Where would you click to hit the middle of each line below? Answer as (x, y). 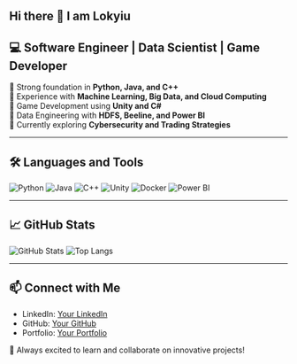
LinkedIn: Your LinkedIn (65, 314)
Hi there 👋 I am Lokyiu (70, 16)
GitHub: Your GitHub (59, 323)
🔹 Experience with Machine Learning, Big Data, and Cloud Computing (138, 97)
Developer (38, 66)
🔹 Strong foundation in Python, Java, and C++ (94, 87)
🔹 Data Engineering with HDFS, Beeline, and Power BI (107, 115)
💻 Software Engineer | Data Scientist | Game (135, 47)
